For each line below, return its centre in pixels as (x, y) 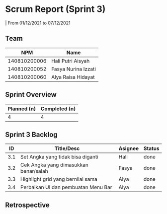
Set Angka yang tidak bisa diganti (59, 157)
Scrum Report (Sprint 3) (55, 9)
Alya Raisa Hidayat (73, 77)
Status (151, 148)
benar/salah (34, 171)
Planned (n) (22, 109)
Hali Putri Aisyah (71, 61)
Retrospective (27, 205)
